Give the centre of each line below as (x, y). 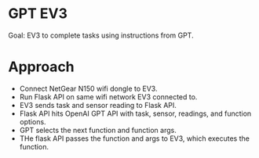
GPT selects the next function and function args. (98, 130)
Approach (41, 67)
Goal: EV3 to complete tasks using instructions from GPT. (101, 35)
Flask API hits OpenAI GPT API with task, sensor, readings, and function (135, 113)
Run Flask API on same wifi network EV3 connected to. (108, 97)
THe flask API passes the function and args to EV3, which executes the (134, 138)
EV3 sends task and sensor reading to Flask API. (98, 105)
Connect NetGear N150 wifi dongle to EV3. (88, 88)
